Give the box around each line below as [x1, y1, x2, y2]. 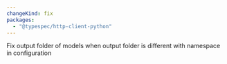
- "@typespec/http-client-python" [12, 23, 112, 30]
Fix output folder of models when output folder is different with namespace [6, 42, 221, 50]
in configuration [6, 49, 52, 57]
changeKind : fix [6, 10, 53, 17]
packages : [6, 17, 35, 23]
